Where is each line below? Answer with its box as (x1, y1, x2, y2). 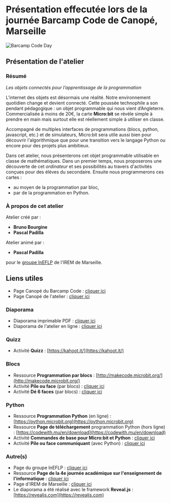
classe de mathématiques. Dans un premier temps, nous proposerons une (6, 158, 162, 164)
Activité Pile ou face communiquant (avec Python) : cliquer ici (13, 440, 145, 446)
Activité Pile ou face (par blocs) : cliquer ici (13, 383, 104, 389)
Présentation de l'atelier (6, 57, 84, 66)
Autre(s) (6, 453, 27, 460)
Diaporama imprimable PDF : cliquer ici (13, 318, 96, 324)
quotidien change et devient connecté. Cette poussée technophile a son (6, 100, 158, 106)
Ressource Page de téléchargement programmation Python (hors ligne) (13, 423, 165, 430)
